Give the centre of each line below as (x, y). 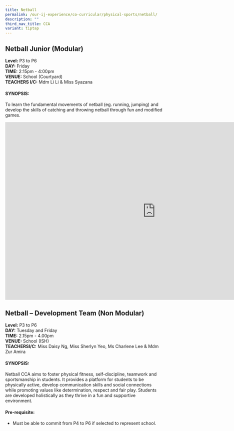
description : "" (22, 19)
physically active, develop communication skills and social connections (78, 385)
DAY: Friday (17, 66)
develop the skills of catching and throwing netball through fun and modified (84, 110)
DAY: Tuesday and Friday (31, 330)
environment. (19, 401)
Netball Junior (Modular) (44, 49)
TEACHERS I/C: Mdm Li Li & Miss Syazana (49, 82)
